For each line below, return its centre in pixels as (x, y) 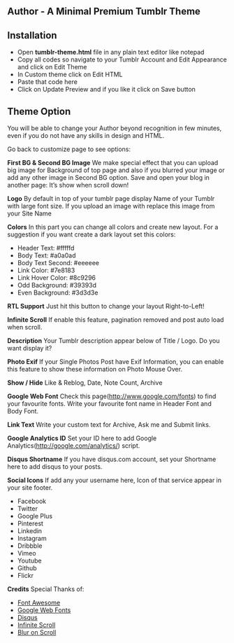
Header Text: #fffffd (46, 248)
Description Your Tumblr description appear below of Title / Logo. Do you (114, 341)
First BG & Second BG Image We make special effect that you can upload (113, 163)
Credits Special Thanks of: (46, 589)
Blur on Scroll (37, 633)
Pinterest (30, 523)
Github (27, 568)
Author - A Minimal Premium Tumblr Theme (104, 12)
